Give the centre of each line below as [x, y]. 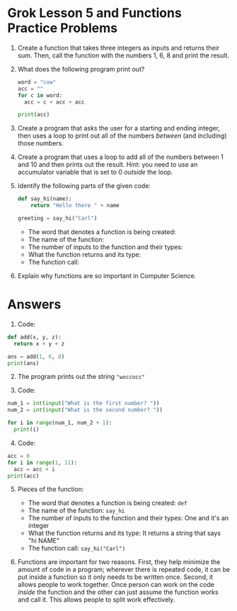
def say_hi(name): [45, 199]
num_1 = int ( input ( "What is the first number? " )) [83, 403]
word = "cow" [37, 82]
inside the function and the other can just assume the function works [118, 592]
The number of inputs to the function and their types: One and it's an [128, 518]
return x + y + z [39, 343]
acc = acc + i [34, 469]
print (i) [27, 429]
